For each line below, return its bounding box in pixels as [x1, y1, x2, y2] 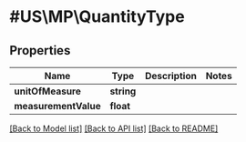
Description [144, 70, 198, 82]
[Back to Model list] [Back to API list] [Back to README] [9, 123, 219, 134]
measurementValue [14, 100, 102, 112]
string [109, 85, 137, 97]
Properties [9, 43, 71, 58]
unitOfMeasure [14, 85, 82, 97]
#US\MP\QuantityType [9, 6, 185, 27]
